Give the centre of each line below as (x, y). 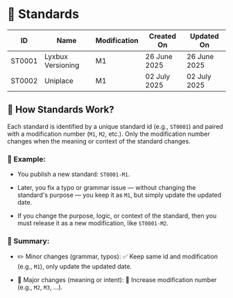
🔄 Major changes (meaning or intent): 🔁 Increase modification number (117, 280)
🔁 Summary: (28, 240)
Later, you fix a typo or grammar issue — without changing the (106, 188)
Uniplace (59, 80)
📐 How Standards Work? (61, 110)
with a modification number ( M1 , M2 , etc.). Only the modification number (109, 134)
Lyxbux (56, 56)
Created (163, 36)
